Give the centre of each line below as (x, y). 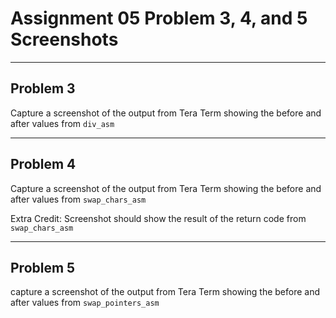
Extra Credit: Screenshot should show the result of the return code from (158, 218)
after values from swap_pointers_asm (85, 303)
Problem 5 (43, 267)
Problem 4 (43, 164)
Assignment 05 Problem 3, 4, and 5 (159, 18)
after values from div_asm (62, 123)
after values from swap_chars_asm (78, 199)
